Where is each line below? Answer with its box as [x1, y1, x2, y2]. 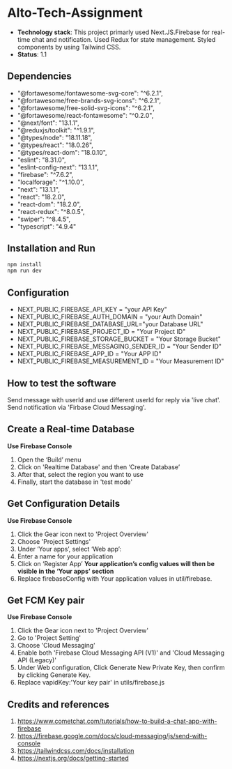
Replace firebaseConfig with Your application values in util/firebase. [17, 574, 212, 583]
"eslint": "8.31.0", [17, 155, 66, 164]
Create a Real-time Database [7, 423, 134, 435]
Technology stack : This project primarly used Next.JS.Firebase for [17, 28, 210, 36]
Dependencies [7, 70, 72, 82]
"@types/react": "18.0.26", [17, 141, 94, 149]
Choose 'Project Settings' [17, 537, 91, 545]
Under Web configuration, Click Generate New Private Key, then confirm [17, 664, 225, 672]
